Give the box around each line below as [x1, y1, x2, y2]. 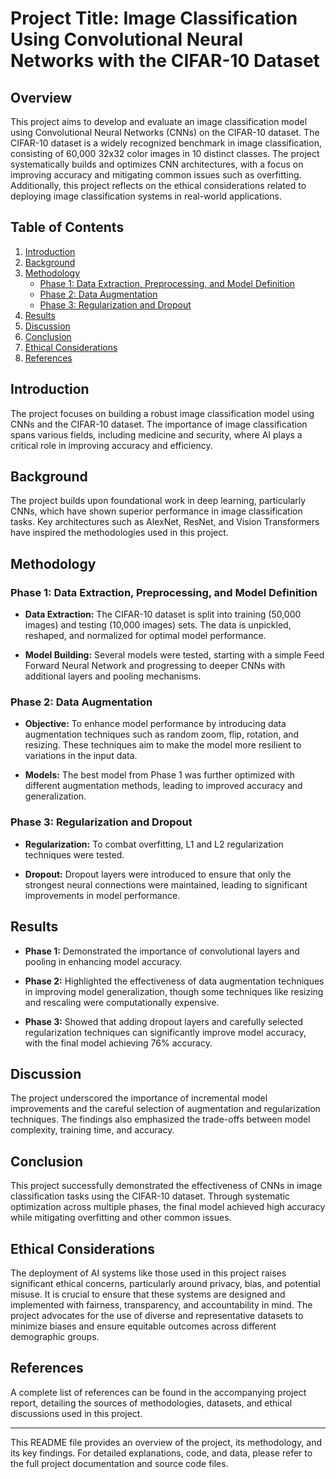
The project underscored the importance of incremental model [10, 1092, 268, 1104]
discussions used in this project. [10, 1407, 143, 1419]
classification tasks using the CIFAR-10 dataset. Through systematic [10, 1190, 291, 1202]
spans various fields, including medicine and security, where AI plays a [10, 428, 303, 441]
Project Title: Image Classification [10, 7, 298, 30]
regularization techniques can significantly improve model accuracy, [24, 1026, 307, 1038]
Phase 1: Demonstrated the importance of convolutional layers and [24, 945, 300, 957]
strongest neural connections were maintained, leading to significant [24, 878, 308, 891]
